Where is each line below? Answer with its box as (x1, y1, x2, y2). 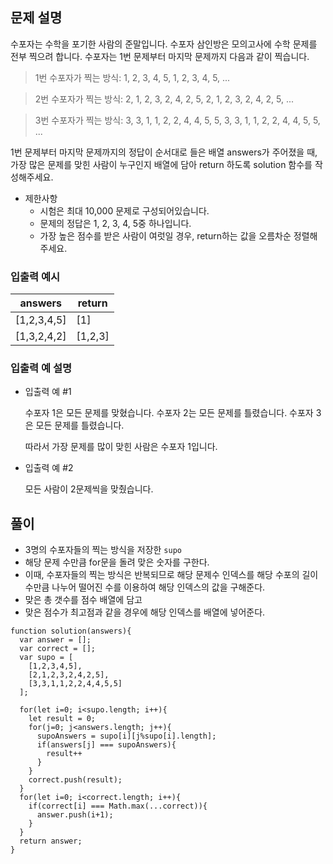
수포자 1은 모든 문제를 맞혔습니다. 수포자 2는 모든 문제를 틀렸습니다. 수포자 (24, 407, 314, 419)
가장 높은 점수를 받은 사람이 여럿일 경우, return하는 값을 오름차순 (39, 229, 292, 242)
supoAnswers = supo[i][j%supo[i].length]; (36, 731, 217, 742)
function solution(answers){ (10, 626, 132, 637)
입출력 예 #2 (24, 462, 74, 474)
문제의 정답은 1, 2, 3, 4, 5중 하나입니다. (39, 217, 192, 229)
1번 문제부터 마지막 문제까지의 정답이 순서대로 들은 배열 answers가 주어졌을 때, (10, 146, 318, 158)
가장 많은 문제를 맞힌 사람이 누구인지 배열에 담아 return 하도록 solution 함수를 (10, 158, 313, 170)
